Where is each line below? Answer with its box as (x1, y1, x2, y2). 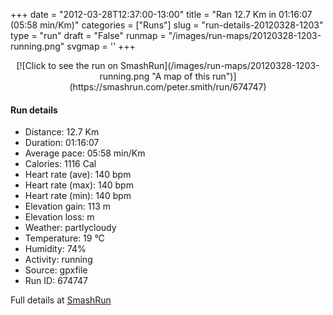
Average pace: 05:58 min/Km (24, 147, 146, 159)
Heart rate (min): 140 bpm (24, 190, 132, 202)
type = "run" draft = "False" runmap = (10, 30, 167, 41)
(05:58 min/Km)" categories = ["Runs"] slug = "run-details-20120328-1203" (10, 19, 324, 31)
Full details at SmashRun (10, 294, 112, 306)
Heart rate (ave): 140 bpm (24, 169, 132, 181)
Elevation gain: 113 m (24, 200, 112, 213)
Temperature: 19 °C (24, 232, 105, 244)
